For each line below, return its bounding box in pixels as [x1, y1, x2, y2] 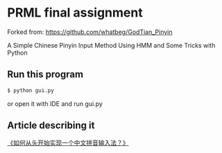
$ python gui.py [7, 87, 54, 94]
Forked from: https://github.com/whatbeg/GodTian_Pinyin [7, 28, 173, 36]
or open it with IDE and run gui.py [7, 99, 103, 108]
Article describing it [7, 120, 95, 132]
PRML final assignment [7, 5, 144, 21]
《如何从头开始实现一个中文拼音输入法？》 [7, 138, 129, 147]
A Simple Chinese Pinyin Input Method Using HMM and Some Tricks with [7, 41, 216, 49]
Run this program [7, 69, 84, 80]
